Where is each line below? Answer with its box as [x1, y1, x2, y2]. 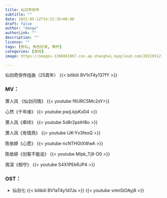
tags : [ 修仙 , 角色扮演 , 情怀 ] [5, 44, 62, 49]
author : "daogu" [5, 26, 39, 31]
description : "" [5, 35, 39, 40]
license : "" [5, 40, 30, 45]
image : [5, 53, 19, 59]
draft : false [5, 21, 32, 26]
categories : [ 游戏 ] [5, 49, 44, 54]
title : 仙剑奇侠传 [5, 7, 40, 12]
